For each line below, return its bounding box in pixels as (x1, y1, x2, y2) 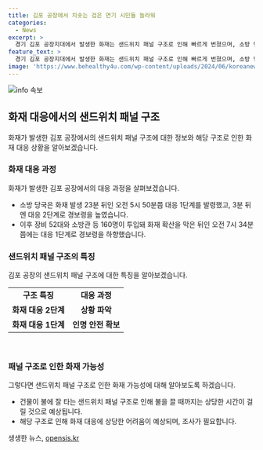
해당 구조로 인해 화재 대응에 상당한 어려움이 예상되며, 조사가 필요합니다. (19, 417, 237, 426)
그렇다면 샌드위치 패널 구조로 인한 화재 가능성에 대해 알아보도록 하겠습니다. (8, 380, 236, 390)
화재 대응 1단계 (12, 320, 65, 331)
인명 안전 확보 (72, 320, 121, 331)
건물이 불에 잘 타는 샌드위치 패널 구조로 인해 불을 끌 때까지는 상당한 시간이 (19, 397, 245, 407)
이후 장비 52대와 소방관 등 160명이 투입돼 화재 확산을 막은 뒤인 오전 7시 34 (19, 219, 248, 229)
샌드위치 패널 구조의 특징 (8, 251, 95, 262)
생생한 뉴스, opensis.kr (8, 434, 80, 443)
